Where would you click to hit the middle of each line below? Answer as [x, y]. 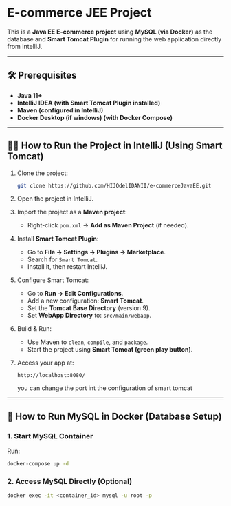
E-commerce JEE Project [80, 13]
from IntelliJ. [25, 46]
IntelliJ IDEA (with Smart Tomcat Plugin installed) [89, 103]
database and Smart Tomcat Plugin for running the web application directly [114, 39]
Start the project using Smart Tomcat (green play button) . [110, 350]
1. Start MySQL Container [50, 436]
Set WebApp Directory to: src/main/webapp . [89, 316]
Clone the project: [43, 173]
